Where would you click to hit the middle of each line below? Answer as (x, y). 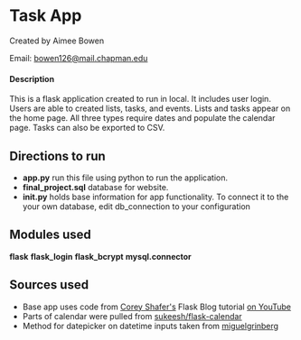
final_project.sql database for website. (95, 187)
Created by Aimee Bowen (57, 41)
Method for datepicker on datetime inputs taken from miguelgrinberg (150, 326)
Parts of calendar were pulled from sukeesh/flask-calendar (132, 316)
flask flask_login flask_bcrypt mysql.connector (100, 256)
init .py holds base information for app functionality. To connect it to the (155, 197)
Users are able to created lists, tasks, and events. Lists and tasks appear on (150, 108)
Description (32, 78)
